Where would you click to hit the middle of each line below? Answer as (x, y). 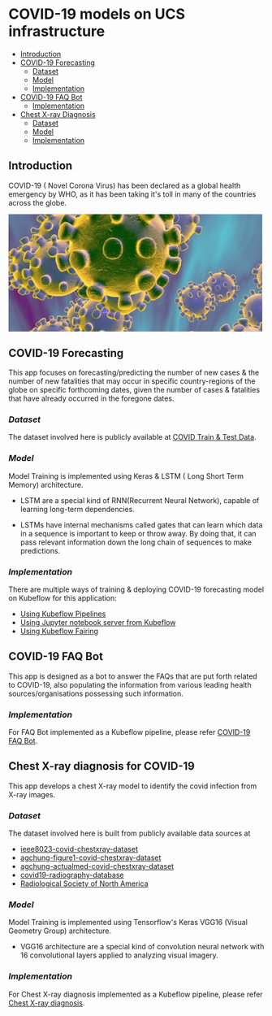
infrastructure (57, 31)
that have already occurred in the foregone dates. (91, 398)
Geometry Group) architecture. (60, 931)
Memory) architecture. (46, 484)
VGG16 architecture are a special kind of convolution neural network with (142, 947)
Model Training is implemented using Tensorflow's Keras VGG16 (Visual (128, 923)
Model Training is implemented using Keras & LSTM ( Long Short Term (126, 475)
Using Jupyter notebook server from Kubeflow (98, 622)
